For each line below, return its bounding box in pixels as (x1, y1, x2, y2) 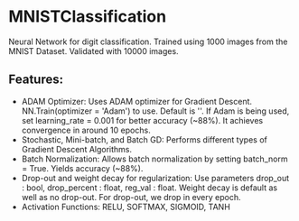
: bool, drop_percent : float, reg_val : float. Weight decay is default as (21, 182, 277, 193)
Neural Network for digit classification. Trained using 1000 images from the (8, 36, 288, 47)
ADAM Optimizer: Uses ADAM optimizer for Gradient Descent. (21, 96, 253, 106)
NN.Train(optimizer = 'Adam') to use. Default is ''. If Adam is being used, (21, 106, 290, 116)
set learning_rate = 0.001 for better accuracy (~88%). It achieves (21, 115, 264, 125)
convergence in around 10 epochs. (21, 124, 151, 135)
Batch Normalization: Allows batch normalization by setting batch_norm (21, 153, 288, 164)
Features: (8, 72, 64, 87)
